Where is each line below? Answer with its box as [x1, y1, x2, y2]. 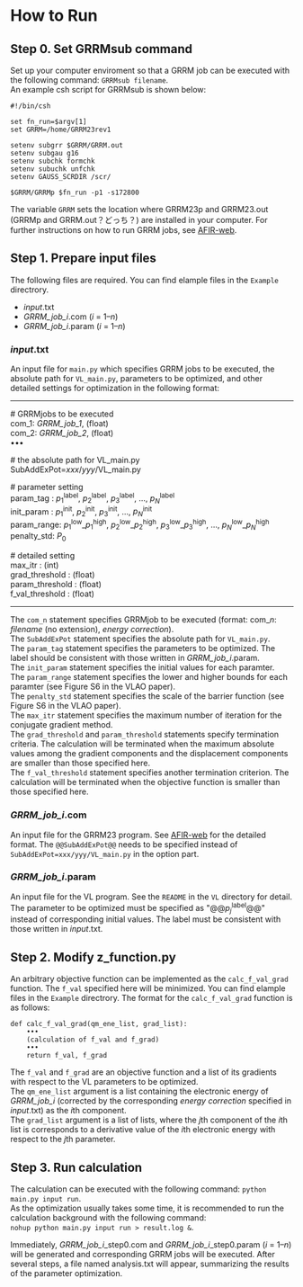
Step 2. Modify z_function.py [10, 950, 176, 965]
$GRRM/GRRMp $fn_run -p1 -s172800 [10, 188, 140, 197]
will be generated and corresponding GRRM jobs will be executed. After [10, 1248, 275, 1259]
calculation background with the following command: [10, 1211, 207, 1223]
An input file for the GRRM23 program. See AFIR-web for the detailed [10, 829, 266, 840]
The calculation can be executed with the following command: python [10, 1184, 267, 1194]
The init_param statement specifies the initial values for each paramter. [10, 662, 275, 673]
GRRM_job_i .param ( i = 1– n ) [22, 320, 126, 331]
